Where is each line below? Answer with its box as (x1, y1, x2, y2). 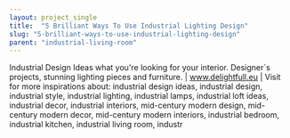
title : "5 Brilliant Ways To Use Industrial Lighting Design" (9, 21, 249, 30)
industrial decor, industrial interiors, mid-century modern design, (9, 100, 246, 111)
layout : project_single (9, 12, 98, 22)
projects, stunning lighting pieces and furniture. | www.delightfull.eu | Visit (9, 72, 281, 83)
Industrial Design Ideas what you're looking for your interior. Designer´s (9, 62, 271, 73)
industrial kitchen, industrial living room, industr (9, 119, 183, 130)
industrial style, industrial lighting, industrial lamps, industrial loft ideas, (9, 91, 270, 101)
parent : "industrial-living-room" (9, 37, 138, 47)
